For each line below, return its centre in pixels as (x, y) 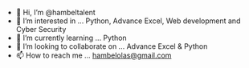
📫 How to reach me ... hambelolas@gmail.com (94, 55)
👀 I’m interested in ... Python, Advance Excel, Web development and (128, 21)
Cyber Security (41, 29)
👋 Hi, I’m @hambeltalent (56, 12)
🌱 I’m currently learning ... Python (71, 38)
